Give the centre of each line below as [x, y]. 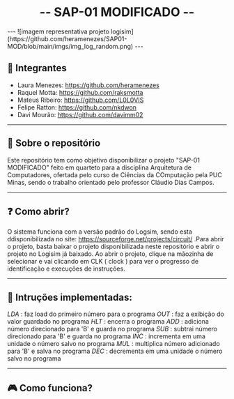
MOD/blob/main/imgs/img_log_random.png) [70, 46]
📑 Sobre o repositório [54, 143]
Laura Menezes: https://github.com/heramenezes [88, 85]
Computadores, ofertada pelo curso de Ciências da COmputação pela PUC [115, 174]
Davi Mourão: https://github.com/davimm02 [80, 114]
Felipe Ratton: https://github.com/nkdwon [77, 107]
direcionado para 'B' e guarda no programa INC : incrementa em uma [106, 336]
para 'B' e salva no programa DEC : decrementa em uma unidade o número [115, 351]
